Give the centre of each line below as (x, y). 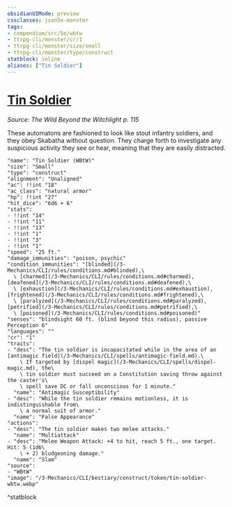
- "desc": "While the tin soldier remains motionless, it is (98, 398)
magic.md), (23, 368)
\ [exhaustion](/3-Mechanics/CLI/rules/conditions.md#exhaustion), (114, 289)
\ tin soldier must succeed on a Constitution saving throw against (121, 374)
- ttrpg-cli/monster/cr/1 (45, 40)
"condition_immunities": (43, 264)
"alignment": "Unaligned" (45, 179)
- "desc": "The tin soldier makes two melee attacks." (88, 429)
